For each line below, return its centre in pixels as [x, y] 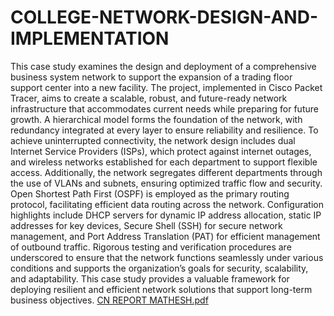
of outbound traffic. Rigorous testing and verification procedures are [151, 247]
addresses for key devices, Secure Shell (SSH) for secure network [146, 225]
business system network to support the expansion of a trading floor [151, 77]
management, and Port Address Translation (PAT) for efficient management [165, 236]
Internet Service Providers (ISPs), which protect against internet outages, [161, 151]
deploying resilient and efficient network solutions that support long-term [161, 289]
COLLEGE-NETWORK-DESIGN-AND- [164, 17]
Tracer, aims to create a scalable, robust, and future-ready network [149, 98]
